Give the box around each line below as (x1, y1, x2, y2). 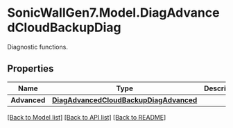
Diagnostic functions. (7, 42, 68, 51)
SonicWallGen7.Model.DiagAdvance (7, 5, 220, 21)
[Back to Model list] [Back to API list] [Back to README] (7, 113, 166, 121)
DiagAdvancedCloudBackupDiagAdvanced (51, 95, 198, 105)
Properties (7, 63, 54, 74)
